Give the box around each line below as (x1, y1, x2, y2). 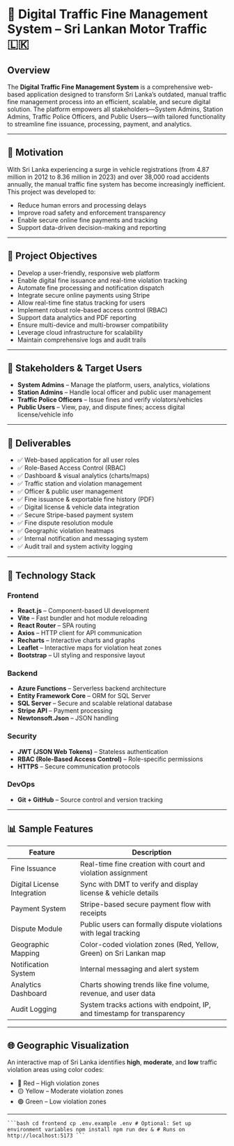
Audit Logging (10, 1004, 57, 1014)
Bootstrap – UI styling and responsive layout (17, 651, 146, 659)
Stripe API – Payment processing (17, 706, 113, 715)
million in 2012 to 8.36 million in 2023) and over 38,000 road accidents (7, 173, 210, 181)
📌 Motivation (7, 147, 64, 159)
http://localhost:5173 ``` (7, 1132, 86, 1140)
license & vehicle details (79, 887, 159, 897)
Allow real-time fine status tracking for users (17, 298, 146, 307)
